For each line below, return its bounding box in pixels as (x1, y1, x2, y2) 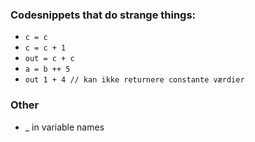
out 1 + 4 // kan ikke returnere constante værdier (24, 75, 245, 85)
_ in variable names (24, 121, 105, 133)
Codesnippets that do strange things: (10, 8, 197, 22)
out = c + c (24, 54, 75, 64)
